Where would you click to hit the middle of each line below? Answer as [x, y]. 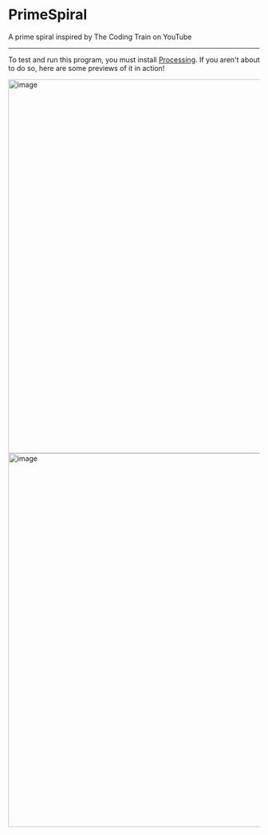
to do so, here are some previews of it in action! [87, 68]
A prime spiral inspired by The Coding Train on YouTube [100, 37]
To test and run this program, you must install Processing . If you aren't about [134, 59]
